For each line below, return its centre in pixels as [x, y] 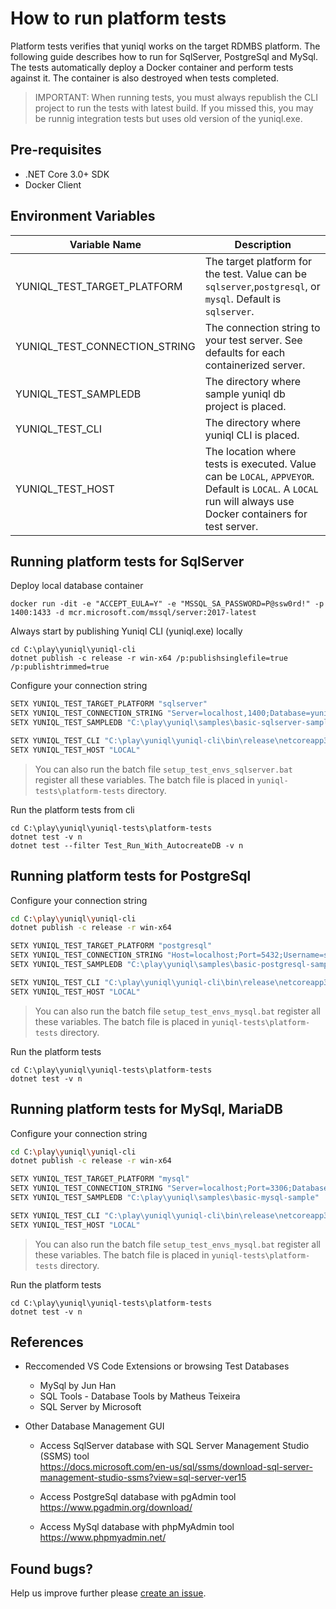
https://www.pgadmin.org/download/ [116, 1508]
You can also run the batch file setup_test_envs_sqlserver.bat [163, 769]
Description [263, 244]
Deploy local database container [77, 586]
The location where [250, 451]
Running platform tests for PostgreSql [131, 876]
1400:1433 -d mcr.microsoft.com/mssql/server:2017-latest [133, 613]
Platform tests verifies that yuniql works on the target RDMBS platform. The [165, 46]
